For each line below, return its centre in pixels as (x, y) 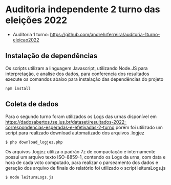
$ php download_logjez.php (34, 142)
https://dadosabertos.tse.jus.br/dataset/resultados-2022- (66, 122)
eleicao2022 (26, 40)
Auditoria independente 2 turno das (83, 9)
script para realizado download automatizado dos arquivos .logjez (75, 133)
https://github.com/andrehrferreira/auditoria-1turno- (105, 34)
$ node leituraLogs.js (29, 177)
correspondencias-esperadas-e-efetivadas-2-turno (60, 127)
